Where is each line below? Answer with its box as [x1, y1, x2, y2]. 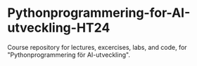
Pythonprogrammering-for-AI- [7, 5, 191, 21]
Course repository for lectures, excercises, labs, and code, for [7, 43, 188, 51]
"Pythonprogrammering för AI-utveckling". [7, 51, 130, 59]
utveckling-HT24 [7, 20, 110, 36]
